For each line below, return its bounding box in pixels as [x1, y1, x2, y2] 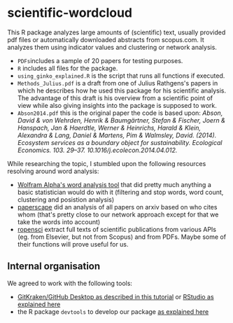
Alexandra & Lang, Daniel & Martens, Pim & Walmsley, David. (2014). [17, 131, 217, 139]
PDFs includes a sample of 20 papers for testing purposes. [17, 56, 183, 64]
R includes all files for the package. [17, 64, 118, 72]
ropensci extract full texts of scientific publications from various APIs [17, 225, 217, 233]
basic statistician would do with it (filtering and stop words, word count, [17, 188, 224, 196]
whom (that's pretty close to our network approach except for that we [17, 210, 219, 219]
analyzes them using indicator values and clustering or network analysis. [7, 43, 217, 51]
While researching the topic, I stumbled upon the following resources [7, 159, 206, 167]
